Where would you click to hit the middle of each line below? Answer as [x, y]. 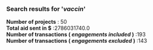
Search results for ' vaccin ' [46, 9]
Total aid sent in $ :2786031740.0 [48, 28]
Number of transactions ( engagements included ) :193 [76, 35]
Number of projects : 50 [37, 22]
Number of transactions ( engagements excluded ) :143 [77, 41]
